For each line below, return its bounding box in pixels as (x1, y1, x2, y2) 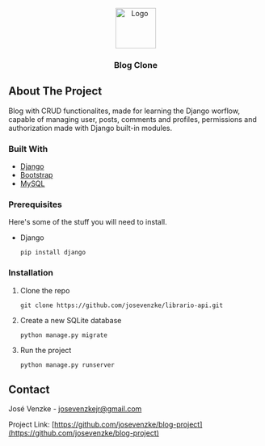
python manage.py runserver (19, 360, 115, 369)
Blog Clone (114, 59, 158, 70)
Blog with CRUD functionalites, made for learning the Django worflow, (8, 106, 241, 116)
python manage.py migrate (19, 330, 107, 339)
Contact (8, 383, 50, 397)
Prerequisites (8, 199, 62, 210)
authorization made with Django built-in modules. (8, 123, 173, 133)
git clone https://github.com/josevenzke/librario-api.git (19, 301, 224, 309)
